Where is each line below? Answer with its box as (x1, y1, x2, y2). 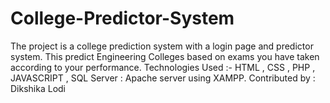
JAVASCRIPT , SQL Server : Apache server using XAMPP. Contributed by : (10, 72, 316, 84)
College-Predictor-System (10, 7, 235, 30)
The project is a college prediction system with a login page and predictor (10, 40, 314, 52)
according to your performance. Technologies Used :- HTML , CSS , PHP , (10, 61, 316, 73)
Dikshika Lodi (10, 82, 66, 94)
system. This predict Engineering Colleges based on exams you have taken (10, 50, 320, 62)
